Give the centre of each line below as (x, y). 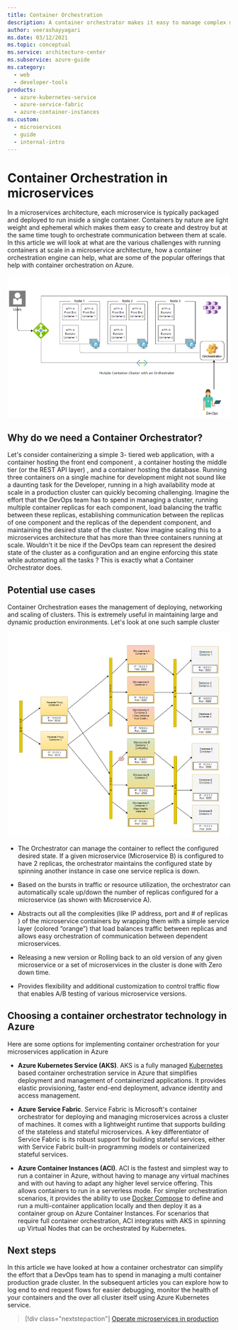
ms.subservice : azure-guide (49, 60)
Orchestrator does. (35, 568)
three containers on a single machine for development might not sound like (117, 478)
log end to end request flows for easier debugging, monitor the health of (113, 1290)
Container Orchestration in (87, 178)
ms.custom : (23, 120)
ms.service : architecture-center (57, 52)
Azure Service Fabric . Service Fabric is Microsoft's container (107, 1109)
